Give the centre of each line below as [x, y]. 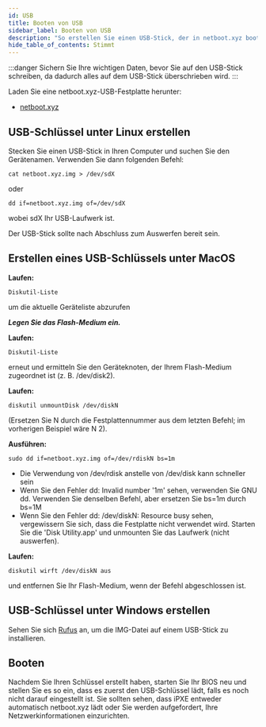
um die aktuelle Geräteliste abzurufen [69, 307]
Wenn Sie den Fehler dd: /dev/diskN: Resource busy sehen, [116, 515]
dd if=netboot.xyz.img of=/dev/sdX [67, 203]
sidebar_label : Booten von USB [60, 30]
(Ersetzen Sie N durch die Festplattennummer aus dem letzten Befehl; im [127, 420]
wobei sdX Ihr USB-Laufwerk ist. [61, 218]
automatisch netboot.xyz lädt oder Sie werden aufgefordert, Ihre [113, 707]
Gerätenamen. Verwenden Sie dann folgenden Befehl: [96, 159]
